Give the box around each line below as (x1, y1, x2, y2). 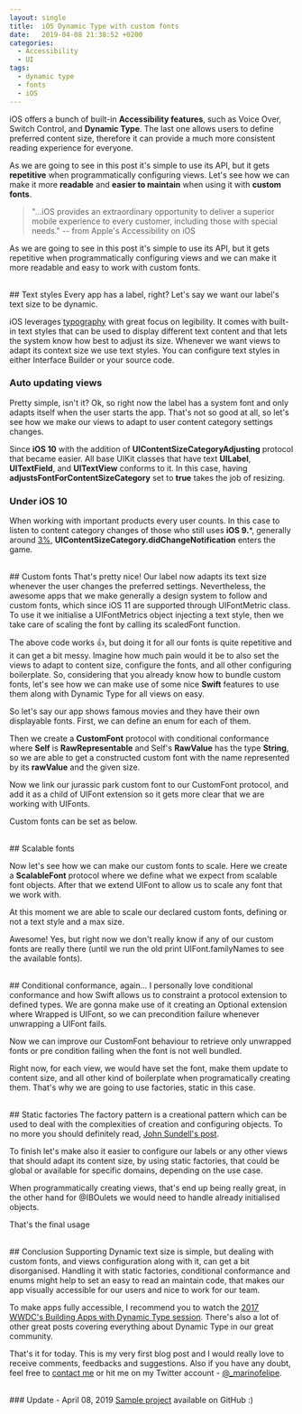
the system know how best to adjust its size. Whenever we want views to (9, 335, 281, 346)
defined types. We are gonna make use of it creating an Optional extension (9, 999, 288, 1011)
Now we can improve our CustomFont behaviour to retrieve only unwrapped (9, 1036, 292, 1047)
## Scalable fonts (9, 843, 75, 854)
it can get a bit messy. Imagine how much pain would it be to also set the (9, 651, 279, 661)
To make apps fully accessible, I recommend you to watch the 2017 (9, 1302, 260, 1313)
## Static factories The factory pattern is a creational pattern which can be (9, 1109, 288, 1120)
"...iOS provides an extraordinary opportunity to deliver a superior (31, 206, 275, 217)
